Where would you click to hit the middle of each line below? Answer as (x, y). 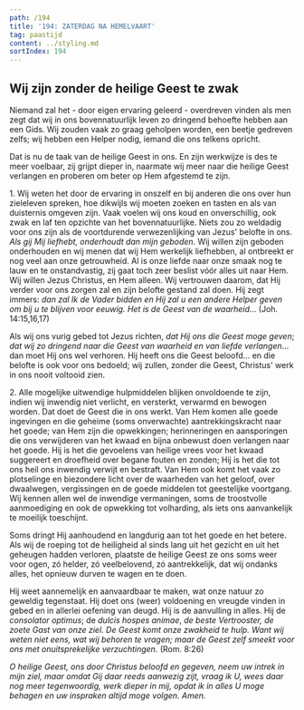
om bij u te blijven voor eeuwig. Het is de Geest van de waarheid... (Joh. (144, 308)
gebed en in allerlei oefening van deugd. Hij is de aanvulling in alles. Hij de (148, 610)
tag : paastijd (36, 34)
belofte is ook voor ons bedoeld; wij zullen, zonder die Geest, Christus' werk (152, 365)
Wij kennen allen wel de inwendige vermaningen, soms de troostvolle (138, 498)
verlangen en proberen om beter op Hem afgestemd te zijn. (120, 175)
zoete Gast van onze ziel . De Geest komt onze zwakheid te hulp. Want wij (147, 629)
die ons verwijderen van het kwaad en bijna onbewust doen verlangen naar (149, 440)
